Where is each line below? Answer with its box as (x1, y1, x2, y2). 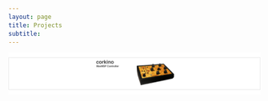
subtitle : (8, 29, 42, 37)
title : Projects (8, 21, 62, 29)
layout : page (8, 13, 52, 21)
